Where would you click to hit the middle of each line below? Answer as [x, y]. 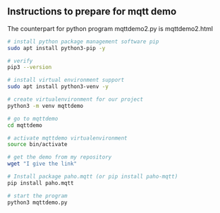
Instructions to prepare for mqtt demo [92, 12]
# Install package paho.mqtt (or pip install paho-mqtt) [93, 177]
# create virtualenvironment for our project [75, 99]
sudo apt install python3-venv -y [58, 87]
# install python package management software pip [83, 42]
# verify [20, 61]
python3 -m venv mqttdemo [45, 106]
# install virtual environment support [66, 80]
